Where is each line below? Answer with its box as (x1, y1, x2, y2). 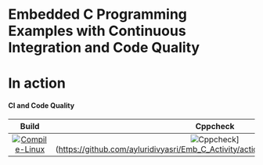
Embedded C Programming (8, 5, 188, 23)
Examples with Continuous (8, 22, 186, 40)
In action (8, 74, 67, 92)
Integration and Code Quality (8, 39, 200, 56)
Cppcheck (195, 120, 235, 131)
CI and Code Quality (8, 100, 75, 110)
